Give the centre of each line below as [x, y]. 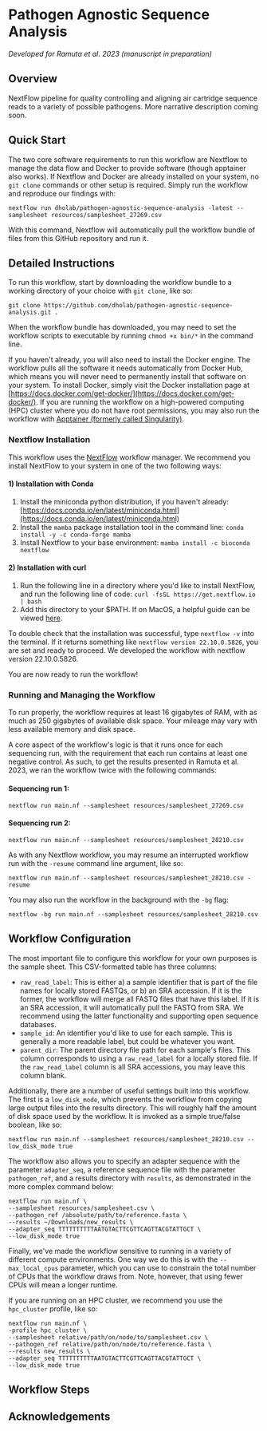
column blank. [43, 1075]
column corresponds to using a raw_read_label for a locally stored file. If [139, 1058]
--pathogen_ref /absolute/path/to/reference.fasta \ [98, 1215]
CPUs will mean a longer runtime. [63, 1285]
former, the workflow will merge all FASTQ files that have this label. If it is [139, 998]
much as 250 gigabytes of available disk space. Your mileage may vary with [133, 721]
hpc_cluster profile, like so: [53, 1308]
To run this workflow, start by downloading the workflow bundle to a [120, 283]
